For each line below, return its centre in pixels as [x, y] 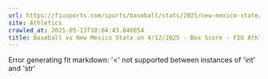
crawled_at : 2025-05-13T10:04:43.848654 [77, 30]
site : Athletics [35, 23]
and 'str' [22, 69]
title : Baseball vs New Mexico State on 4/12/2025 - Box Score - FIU [126, 38]
